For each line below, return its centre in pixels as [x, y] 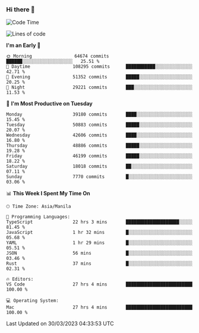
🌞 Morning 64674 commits [58, 56]
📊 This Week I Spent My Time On [48, 194]
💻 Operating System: [33, 301]
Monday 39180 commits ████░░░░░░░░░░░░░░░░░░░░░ [99, 115]
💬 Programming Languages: [38, 217]
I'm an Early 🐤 [23, 45]
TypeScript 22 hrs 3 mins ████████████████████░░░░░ [99, 222]
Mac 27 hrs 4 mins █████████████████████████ [99, 307]
